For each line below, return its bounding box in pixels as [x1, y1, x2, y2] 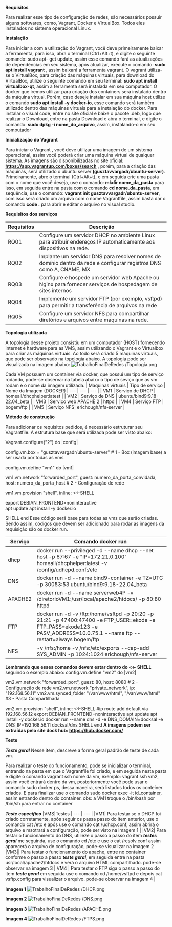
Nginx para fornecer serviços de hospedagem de [39, 280, 158, 288]
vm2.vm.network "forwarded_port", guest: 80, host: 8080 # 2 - [5, 679, 138, 685]
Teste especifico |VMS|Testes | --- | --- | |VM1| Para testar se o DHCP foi [5, 811, 161, 817]
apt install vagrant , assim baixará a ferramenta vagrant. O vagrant [5, 67, 147, 73]
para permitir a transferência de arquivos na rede [39, 302, 157, 309]
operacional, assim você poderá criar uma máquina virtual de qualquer [5, 152, 155, 158]
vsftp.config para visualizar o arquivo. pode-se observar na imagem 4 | [5, 876, 156, 882]
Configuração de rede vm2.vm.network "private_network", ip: [5, 684, 136, 691]
